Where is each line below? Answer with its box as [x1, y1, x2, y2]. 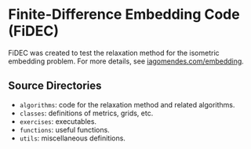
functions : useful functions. [19, 125, 110, 134]
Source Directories [8, 79, 102, 93]
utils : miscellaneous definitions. [19, 133, 125, 143]
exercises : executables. [19, 116, 96, 126]
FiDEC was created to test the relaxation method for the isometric [8, 48, 220, 57]
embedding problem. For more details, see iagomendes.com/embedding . [8, 56, 245, 66]
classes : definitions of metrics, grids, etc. [19, 108, 154, 118]
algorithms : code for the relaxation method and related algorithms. [19, 100, 235, 109]
